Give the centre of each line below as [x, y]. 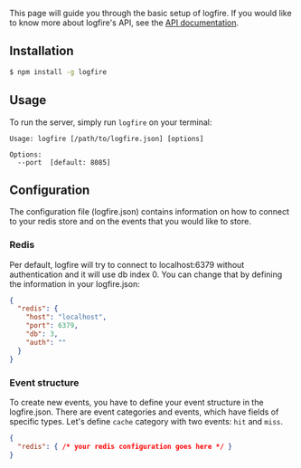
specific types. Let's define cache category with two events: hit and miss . [146, 421]
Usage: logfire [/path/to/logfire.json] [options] [107, 138]
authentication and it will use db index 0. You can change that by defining [146, 274]
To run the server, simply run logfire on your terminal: [111, 122]
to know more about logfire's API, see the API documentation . [124, 23]
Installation [42, 51]
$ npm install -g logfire [58, 72]
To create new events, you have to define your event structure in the [136, 402]
